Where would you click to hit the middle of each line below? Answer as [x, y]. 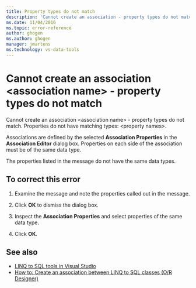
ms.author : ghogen [28, 39]
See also [22, 252]
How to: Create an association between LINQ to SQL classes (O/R [93, 272]
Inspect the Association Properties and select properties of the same [98, 216]
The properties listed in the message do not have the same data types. [91, 161]
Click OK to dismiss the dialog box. [57, 205]
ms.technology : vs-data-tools [43, 50]
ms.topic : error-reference [39, 28]
